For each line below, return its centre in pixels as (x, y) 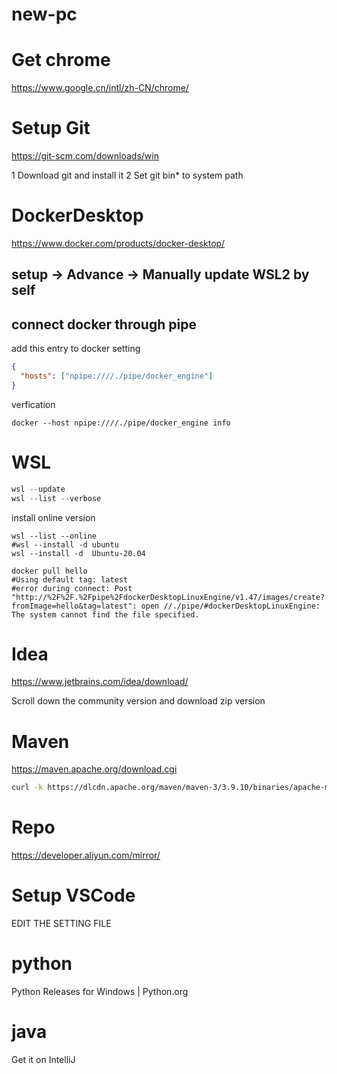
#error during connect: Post (72, 588)
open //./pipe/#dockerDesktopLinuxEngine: (230, 606)
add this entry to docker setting (76, 349)
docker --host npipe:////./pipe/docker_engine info (121, 423)
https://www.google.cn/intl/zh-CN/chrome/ (100, 88)
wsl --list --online (54, 536)
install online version (53, 517)
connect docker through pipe (104, 324)
